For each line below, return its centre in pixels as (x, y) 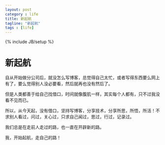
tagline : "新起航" (23, 23)
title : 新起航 (18, 19)
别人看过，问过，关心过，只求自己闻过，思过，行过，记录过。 (71, 117)
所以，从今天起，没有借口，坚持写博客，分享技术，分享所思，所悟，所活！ (80, 111)
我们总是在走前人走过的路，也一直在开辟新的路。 (55, 127)
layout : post (18, 10)
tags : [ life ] (20, 28)
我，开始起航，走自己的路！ (33, 138)
